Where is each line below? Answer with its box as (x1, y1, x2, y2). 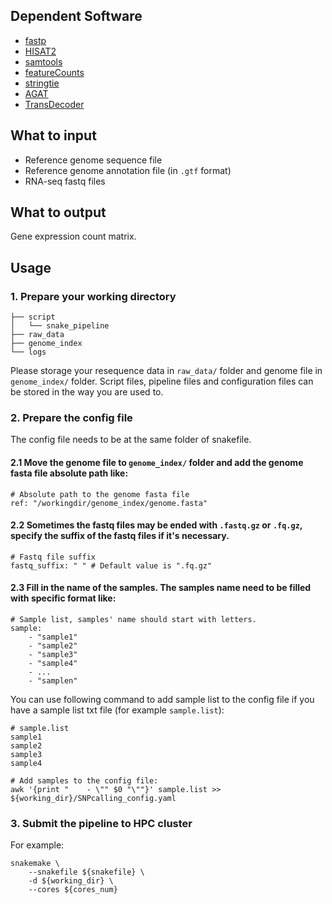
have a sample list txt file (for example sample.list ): (10, 704, 225, 716)
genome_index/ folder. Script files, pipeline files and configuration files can (10, 375, 314, 388)
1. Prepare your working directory (10, 289, 177, 303)
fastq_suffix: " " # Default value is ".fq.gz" (10, 560, 213, 571)
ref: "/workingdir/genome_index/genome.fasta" (10, 498, 208, 508)
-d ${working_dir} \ (28, 876, 114, 886)
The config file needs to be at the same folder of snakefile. (10, 434, 252, 446)
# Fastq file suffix (10, 552, 97, 562)
